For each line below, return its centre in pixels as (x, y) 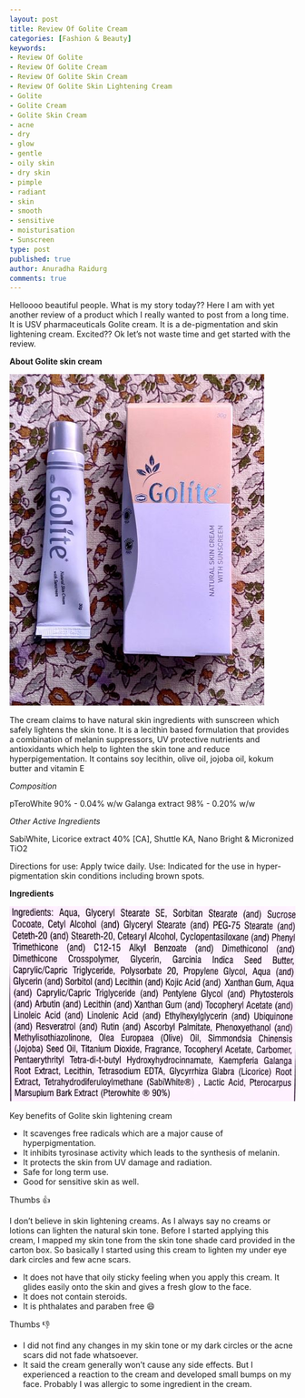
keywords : (28, 48)
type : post (30, 249)
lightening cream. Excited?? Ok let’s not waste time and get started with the (150, 334)
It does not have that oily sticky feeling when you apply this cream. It (151, 1277)
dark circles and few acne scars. (70, 1260)
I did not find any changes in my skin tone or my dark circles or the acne (157, 1345)
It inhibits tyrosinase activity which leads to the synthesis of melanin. (151, 1153)
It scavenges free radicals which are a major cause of (123, 1133)
